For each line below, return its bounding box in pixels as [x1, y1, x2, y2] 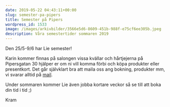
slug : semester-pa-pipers [5, 12, 60, 17]
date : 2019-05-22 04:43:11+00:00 [5, 7, 77, 13]
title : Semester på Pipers [5, 17, 63, 22]
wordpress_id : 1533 [5, 22, 47, 27]
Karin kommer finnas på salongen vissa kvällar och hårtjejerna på [5, 55, 143, 61]
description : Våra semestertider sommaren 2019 [5, 31, 109, 36]
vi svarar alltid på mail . [5, 72, 53, 77]
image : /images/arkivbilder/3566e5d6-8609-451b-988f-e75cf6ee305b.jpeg [5, 27, 161, 32]
